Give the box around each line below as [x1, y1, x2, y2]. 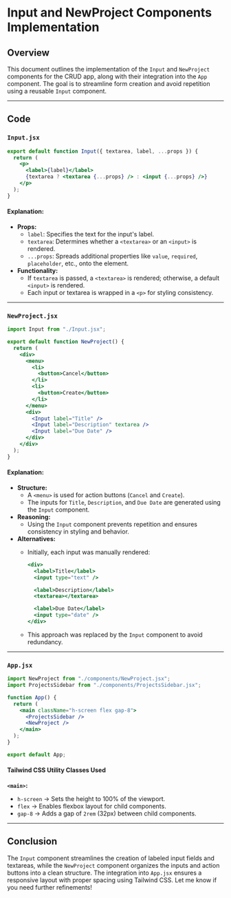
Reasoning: [16, 512, 51, 521]
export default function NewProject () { [7, 338, 125, 345]
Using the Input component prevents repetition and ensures [27, 520, 198, 528]
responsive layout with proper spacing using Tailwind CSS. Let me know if [7, 875, 217, 884]
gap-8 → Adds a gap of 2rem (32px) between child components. [16, 809, 197, 818]
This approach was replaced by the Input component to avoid [27, 631, 203, 639]
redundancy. [27, 637, 63, 646]
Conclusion [7, 835, 58, 847]
